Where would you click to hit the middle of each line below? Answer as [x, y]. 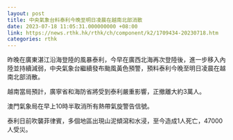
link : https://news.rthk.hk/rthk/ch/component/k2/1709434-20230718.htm [113, 33]
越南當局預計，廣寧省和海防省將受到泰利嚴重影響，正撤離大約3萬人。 [106, 92]
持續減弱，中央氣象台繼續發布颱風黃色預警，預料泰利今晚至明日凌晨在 [119, 68]
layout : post [26, 13]
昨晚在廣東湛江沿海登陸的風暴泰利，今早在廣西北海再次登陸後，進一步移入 [113, 60]
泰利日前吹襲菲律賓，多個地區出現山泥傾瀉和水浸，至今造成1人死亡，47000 [115, 121]
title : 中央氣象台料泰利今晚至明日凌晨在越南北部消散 [75, 20]
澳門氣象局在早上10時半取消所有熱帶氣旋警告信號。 [80, 106]
